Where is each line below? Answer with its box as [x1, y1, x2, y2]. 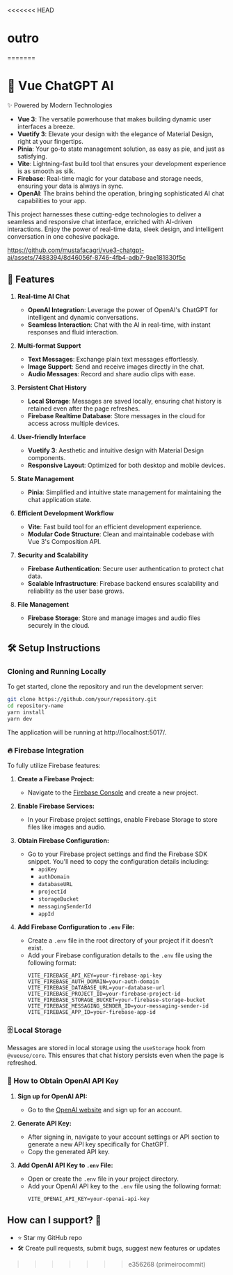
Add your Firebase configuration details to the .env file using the [27, 951, 213, 959]
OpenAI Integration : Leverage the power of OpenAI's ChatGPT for [27, 305, 218, 314]
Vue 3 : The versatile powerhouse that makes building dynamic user [17, 115, 211, 123]
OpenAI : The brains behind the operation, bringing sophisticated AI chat [17, 189, 225, 198]
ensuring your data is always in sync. [17, 182, 124, 190]
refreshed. [7, 1059, 38, 1067]
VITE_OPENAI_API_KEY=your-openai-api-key [27, 1195, 150, 1202]
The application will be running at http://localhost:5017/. [7, 728, 167, 736]
